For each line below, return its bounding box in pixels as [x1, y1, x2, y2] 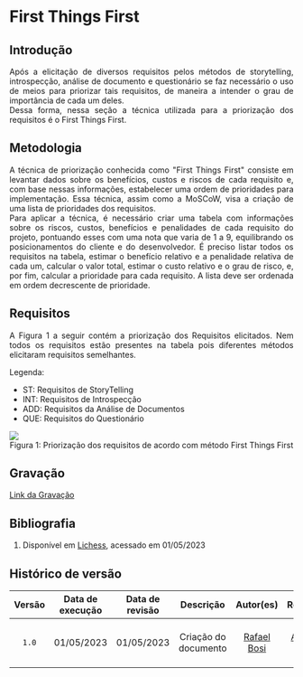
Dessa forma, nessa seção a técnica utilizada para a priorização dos [9, 105, 294, 115]
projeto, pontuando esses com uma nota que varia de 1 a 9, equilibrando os [9, 231, 294, 242]
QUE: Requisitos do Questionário [22, 413, 144, 424]
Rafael [243, 631, 271, 644]
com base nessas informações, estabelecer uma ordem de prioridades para [9, 183, 294, 194]
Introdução [9, 42, 73, 58]
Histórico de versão [9, 566, 122, 581]
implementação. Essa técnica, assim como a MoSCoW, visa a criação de [9, 193, 294, 204]
